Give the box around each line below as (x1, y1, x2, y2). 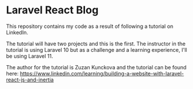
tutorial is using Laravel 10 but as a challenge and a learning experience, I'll (6, 46, 188, 53)
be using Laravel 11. (6, 52, 53, 59)
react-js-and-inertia (6, 76, 54, 83)
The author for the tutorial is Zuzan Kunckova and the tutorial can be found (6, 63, 187, 70)
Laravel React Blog (6, 3, 99, 17)
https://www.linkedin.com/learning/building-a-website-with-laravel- (19, 70, 184, 77)
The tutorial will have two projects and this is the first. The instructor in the (6, 40, 186, 47)
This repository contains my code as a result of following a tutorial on (6, 23, 174, 30)
